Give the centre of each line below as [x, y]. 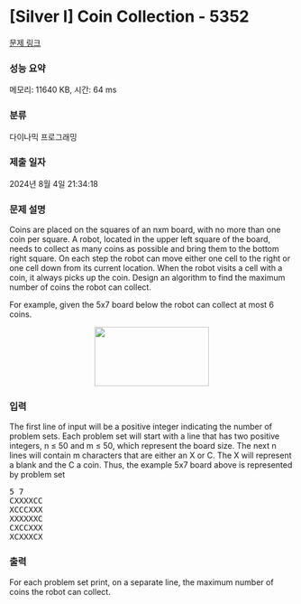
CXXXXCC [26, 501]
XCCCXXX [26, 510]
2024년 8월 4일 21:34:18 [54, 183]
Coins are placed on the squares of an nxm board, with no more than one [145, 230]
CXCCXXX [26, 528]
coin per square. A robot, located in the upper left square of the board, [140, 239]
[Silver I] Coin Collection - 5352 [129, 17]
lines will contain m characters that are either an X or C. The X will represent [150, 455]
